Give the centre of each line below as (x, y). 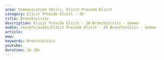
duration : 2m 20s (23, 50)
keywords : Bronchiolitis (30, 41)
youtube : (14, 45)
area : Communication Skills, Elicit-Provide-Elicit (59, 9)
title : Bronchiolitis (27, 18)
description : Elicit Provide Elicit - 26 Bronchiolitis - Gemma (72, 23)
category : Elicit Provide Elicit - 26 (44, 14)
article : (14, 32)
